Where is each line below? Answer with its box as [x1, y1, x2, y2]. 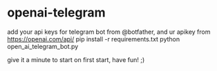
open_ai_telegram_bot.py [7, 42, 79, 50]
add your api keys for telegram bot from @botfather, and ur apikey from [7, 28, 211, 36]
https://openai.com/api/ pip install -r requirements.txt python [7, 34, 180, 43]
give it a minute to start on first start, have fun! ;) [7, 55, 145, 63]
